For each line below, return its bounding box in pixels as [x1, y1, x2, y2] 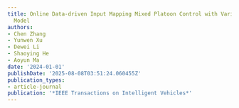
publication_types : [7, 76, 65, 84]
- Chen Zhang [7, 30, 46, 38]
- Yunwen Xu [7, 37, 43, 44]
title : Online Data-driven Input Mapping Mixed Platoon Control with [7, 10, 218, 18]
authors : [7, 23, 33, 31]
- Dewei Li [7, 43, 40, 50]
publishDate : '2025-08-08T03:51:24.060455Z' [7, 70, 142, 77]
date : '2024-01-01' [7, 63, 65, 70]
